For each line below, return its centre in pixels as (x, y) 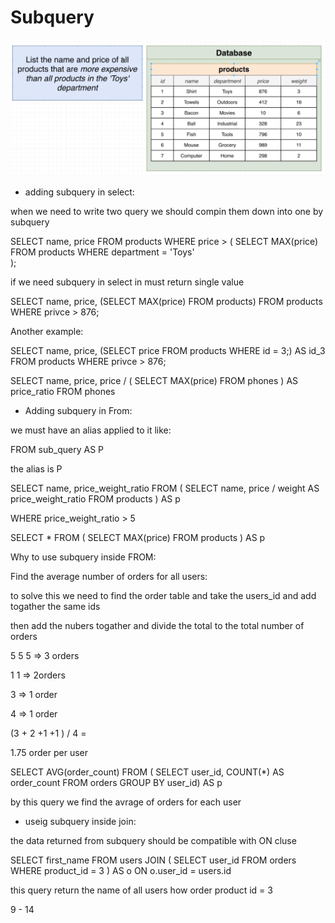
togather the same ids (55, 606)
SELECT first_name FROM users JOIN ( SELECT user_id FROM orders (153, 860)
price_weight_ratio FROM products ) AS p (95, 498)
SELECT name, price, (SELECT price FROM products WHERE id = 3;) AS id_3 (168, 350)
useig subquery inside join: (80, 821)
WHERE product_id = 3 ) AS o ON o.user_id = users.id (121, 870)
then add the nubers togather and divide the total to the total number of (157, 625)
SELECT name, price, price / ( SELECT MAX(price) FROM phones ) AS (154, 380)
